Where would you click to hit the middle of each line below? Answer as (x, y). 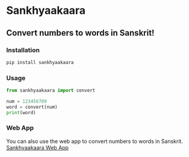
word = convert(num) (32, 107)
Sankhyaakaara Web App (38, 147)
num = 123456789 (26, 101)
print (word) (21, 112)
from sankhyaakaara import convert (51, 91)
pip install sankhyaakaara (40, 62)
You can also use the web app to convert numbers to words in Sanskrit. (95, 141)
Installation (23, 50)
